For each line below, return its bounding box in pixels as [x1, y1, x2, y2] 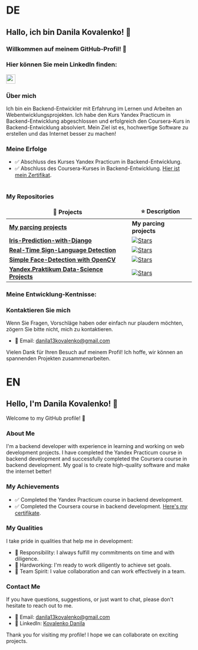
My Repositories [6, 192, 54, 201]
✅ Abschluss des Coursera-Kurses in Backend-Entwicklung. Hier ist [14, 165, 180, 172]
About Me [6, 429, 35, 437]
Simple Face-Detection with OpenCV [9, 255, 116, 263]
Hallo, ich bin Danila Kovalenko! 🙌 [6, 27, 131, 37]
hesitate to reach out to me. [6, 602, 73, 609]
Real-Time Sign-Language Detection [9, 246, 116, 254]
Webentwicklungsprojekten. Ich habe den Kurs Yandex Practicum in [6, 112, 171, 119]
